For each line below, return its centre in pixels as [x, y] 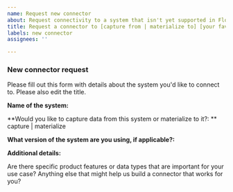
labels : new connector [40, 33]
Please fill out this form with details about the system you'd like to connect [113, 85]
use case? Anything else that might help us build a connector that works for [115, 174]
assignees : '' [28, 40]
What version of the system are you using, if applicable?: [91, 140]
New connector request [48, 70]
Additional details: [34, 153]
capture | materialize [37, 126]
